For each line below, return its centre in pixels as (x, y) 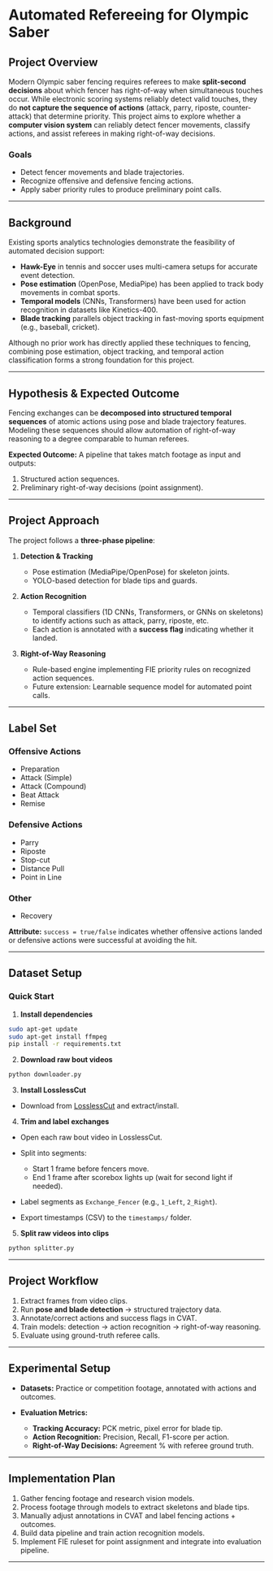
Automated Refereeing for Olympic (129, 15)
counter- (237, 108)
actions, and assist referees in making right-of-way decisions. (112, 133)
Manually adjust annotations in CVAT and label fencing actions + (128, 1515)
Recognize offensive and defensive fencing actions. (107, 181)
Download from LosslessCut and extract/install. (100, 1106)
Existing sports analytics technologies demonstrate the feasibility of (122, 242)
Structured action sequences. (70, 479)
